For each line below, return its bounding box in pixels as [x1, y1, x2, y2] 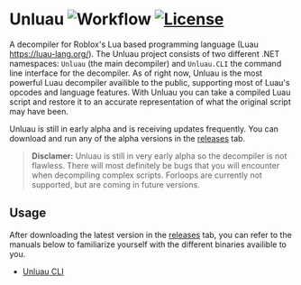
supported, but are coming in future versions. [31, 179, 200, 189]
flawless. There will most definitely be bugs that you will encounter [31, 160, 280, 170]
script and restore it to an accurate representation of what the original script [9, 96, 291, 107]
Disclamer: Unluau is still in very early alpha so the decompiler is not [31, 150, 287, 161]
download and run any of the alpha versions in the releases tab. [9, 133, 246, 143]
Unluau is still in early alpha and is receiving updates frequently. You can [9, 123, 279, 134]
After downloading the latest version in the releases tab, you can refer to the [9, 229, 293, 240]
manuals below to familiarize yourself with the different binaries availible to [9, 239, 287, 250]
